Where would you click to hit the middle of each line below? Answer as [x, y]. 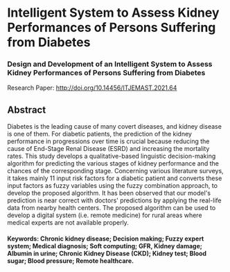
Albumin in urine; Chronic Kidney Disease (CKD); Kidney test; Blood [107, 253]
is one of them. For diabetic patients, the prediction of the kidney [100, 134]
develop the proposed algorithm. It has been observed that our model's [109, 193]
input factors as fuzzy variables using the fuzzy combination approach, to [113, 186]
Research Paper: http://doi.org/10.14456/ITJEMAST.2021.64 [92, 88]
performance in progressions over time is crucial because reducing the [108, 141]
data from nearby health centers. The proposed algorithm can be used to [112, 208]
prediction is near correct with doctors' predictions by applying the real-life [114, 200]
